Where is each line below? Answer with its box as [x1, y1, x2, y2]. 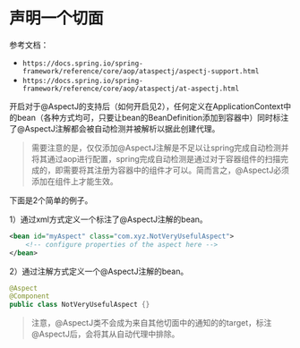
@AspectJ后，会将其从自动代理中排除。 [30, 328, 180, 340]
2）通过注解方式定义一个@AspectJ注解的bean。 [9, 266, 189, 276]
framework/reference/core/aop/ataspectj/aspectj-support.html [21, 66, 260, 76]
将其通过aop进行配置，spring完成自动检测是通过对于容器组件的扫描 [30, 153, 281, 164]
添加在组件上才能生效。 [30, 175, 118, 186]
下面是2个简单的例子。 [9, 194, 93, 206]
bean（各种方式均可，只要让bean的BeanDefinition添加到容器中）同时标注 [16, 112, 289, 123]
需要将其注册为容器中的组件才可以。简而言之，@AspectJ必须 [62, 165, 289, 175]
